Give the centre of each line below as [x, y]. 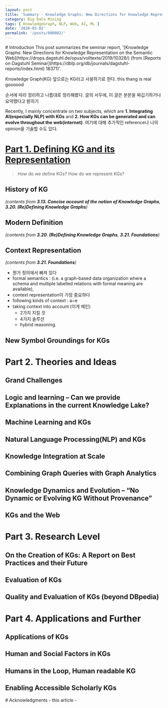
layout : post [19, 10]
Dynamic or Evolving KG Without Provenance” [79, 498]
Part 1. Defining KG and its [60, 149]
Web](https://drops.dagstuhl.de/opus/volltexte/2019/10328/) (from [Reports [83, 58]
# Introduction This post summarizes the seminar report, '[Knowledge [77, 47]
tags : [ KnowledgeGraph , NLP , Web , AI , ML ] [52, 24]
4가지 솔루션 [32, 319]
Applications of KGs [37, 637]
